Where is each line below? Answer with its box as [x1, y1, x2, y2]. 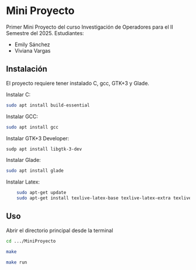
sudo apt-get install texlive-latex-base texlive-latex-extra [16, 195, 171, 201]
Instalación [6, 64, 48, 74]
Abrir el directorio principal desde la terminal [6, 227, 114, 234]
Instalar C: [6, 91, 31, 98]
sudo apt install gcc [6, 124, 59, 130]
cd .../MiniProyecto [6, 238, 57, 244]
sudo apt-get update [16, 190, 66, 196]
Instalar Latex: [6, 178, 40, 185]
